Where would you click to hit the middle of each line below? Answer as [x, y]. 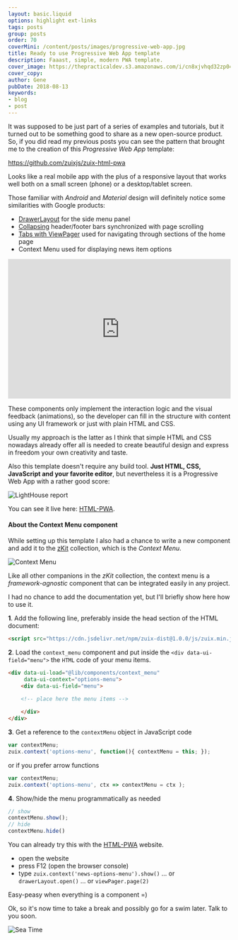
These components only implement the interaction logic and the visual [110, 408]
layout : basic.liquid [40, 14]
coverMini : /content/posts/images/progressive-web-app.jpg [97, 47]
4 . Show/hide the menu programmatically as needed [84, 798]
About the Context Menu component [63, 525]
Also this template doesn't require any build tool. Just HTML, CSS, [105, 466]
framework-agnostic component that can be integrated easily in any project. [119, 583]
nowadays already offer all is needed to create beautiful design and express [118, 444]
